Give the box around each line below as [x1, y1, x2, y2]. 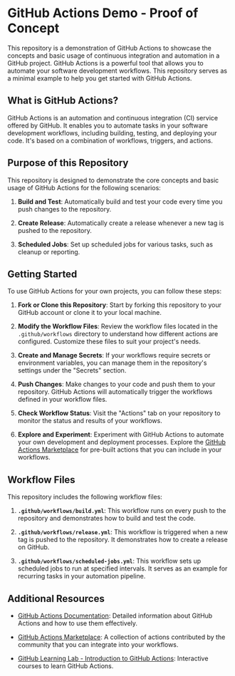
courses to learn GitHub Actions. [17, 662, 114, 670]
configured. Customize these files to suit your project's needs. [17, 337, 201, 346]
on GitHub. [17, 543, 50, 551]
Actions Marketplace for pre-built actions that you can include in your [17, 445, 222, 454]
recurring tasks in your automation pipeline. [17, 572, 146, 581]
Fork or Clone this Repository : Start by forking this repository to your [17, 301, 222, 309]
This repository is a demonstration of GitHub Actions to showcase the [7, 43, 212, 52]
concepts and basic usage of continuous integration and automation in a [7, 51, 220, 60]
